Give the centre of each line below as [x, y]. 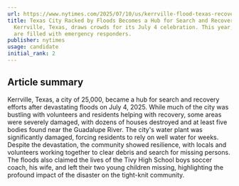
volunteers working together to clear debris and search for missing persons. [119, 152]
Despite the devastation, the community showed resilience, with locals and [117, 144]
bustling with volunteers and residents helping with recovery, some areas [115, 114]
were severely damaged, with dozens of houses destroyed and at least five [117, 122]
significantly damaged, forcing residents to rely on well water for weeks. [113, 137]
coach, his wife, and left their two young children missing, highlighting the [116, 167]
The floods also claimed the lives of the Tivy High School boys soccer [110, 160]
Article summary [46, 82]
